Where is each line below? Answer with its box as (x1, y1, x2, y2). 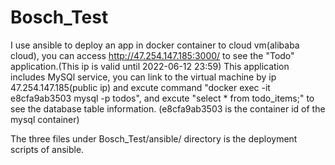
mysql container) (10, 113, 80, 125)
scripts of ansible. (10, 143, 85, 155)
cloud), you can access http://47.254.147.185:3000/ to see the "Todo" (10, 49, 295, 61)
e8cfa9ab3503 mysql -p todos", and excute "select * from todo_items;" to (10, 92, 315, 104)
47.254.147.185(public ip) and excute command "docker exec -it (10, 81, 271, 93)
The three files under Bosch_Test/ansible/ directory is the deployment (10, 132, 298, 145)
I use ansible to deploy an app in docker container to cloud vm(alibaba (10, 39, 300, 51)
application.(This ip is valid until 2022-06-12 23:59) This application (10, 60, 290, 72)
